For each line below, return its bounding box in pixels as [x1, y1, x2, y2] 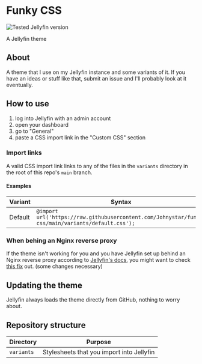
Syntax [111, 198, 132, 206]
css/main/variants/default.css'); [36, 220, 135, 227]
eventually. [6, 81, 33, 88]
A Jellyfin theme [6, 35, 47, 42]
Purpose [86, 338, 111, 346]
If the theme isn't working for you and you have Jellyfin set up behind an [6, 250, 186, 257]
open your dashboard [14, 121, 69, 128]
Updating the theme [6, 280, 83, 290]
